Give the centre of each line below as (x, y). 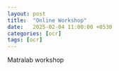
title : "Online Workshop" (47, 20)
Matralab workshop (36, 60)
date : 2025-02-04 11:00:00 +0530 (60, 27)
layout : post (27, 14)
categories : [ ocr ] (34, 33)
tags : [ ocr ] (25, 40)
